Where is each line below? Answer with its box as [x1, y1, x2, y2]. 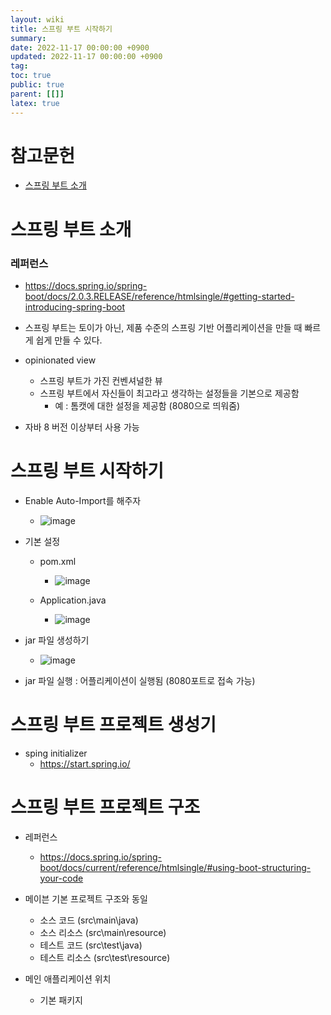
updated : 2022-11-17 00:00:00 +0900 [10, 52, 163, 62]
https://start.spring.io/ [39, 757, 131, 770]
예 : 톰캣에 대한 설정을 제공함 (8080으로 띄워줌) [54, 399, 241, 411]
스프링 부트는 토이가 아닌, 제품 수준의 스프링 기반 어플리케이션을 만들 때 [24, 321, 303, 333]
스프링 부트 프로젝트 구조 [10, 796, 201, 818]
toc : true [10, 71, 52, 81]
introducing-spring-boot [24, 301, 126, 313]
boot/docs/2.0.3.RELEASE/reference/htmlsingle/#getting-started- [24, 290, 295, 302]
